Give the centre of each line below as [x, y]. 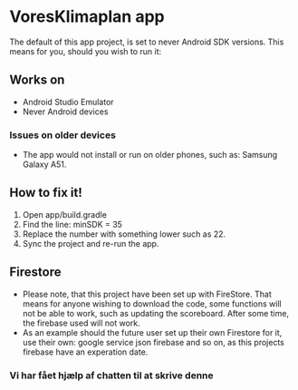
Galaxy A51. [44, 164]
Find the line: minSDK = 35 [72, 224]
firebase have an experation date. [85, 352]
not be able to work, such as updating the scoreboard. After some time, [156, 313]
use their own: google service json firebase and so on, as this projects [154, 342]
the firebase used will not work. [81, 323]
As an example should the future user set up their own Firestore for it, [152, 332]
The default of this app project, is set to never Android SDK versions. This [147, 42]
